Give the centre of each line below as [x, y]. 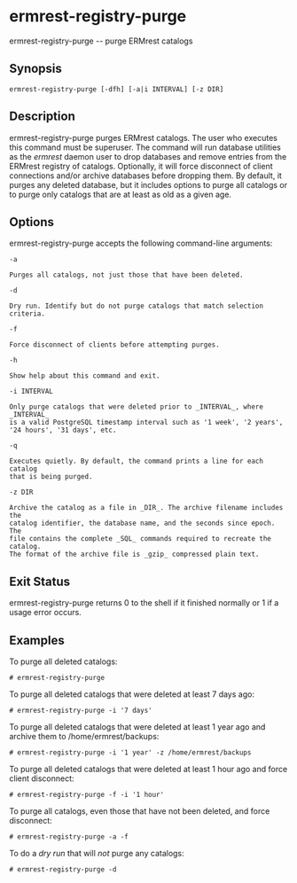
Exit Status [40, 581]
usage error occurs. [45, 613]
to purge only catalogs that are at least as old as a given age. [121, 194]
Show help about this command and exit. [85, 376]
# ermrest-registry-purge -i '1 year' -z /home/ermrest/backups [130, 753]
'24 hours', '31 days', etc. [63, 430]
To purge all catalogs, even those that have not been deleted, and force [140, 811]
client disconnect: [42, 778]
